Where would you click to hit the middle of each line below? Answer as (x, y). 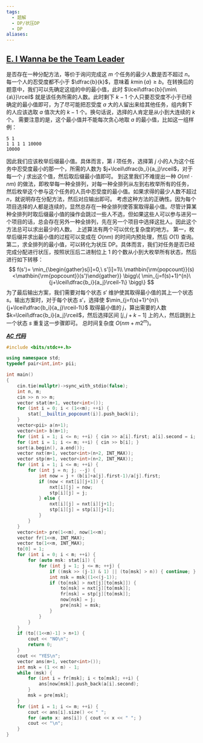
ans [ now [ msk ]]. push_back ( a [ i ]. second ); (89, 684)
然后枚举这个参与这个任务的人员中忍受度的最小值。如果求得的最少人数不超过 (101, 191)
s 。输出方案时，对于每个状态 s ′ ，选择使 (55, 299)
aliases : (17, 34)
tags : (13, 12)
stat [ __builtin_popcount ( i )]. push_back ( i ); (83, 414)
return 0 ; (40, 645)
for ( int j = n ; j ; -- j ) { (62, 470)
